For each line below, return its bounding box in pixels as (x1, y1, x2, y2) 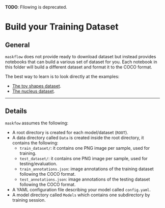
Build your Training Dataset (5, 22, 119, 32)
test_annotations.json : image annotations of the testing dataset (19, 176, 150, 182)
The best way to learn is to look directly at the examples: (5, 73, 119, 79)
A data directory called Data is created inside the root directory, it (12, 135, 144, 140)
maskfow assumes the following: (5, 120, 69, 126)
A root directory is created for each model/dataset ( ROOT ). (12, 129, 129, 135)
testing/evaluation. (19, 161, 57, 166)
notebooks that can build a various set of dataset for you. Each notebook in (5, 59, 158, 65)
